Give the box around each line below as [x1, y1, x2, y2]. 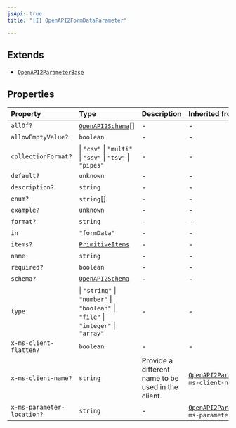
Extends [7, 49, 44, 61]
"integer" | [79, 321, 116, 331]
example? [11, 206, 40, 215]
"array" [79, 329, 105, 338]
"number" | [79, 294, 112, 304]
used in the [141, 382, 179, 392]
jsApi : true [7, 10, 42, 18]
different [141, 365, 170, 374]
